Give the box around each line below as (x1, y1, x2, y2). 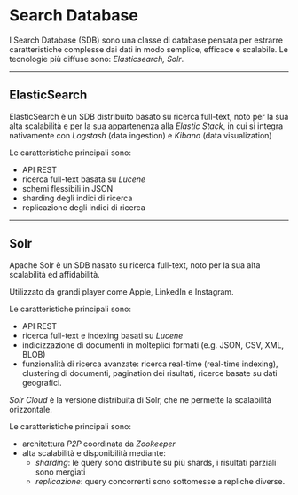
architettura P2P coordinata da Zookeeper (21, 438, 176, 449)
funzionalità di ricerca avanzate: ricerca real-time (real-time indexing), (21, 358, 278, 369)
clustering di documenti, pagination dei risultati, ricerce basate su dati (21, 367, 278, 378)
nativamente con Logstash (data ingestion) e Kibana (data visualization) (9, 130, 272, 140)
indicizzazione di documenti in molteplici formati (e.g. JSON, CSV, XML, (21, 339, 285, 350)
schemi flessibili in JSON (21, 183, 114, 193)
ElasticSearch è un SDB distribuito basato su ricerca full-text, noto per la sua (9, 111, 289, 122)
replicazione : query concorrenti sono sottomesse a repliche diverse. (35, 475, 286, 486)
